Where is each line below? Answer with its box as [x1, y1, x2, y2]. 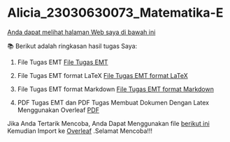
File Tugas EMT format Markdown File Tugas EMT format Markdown [17, 85, 215, 93]
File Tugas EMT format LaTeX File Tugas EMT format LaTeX [17, 71, 188, 79]
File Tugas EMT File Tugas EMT [17, 58, 108, 66]
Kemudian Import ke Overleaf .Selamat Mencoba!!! [7, 127, 152, 135]
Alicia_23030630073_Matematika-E [7, 5, 224, 21]
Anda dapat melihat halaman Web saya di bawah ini [7, 28, 156, 36]
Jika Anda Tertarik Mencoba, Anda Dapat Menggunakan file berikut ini [7, 119, 210, 127]
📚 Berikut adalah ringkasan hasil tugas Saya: [7, 42, 138, 50]
